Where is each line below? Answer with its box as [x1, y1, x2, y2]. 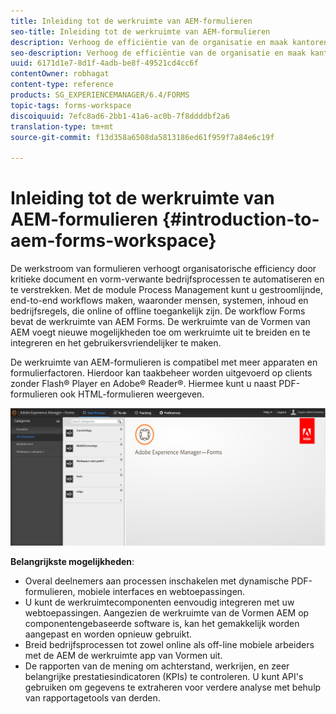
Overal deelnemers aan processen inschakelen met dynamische [24, 575, 290, 587]
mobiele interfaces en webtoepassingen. [77, 585, 246, 597]
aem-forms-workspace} [10, 230, 217, 252]
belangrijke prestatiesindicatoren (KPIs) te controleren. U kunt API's [24, 670, 304, 682]
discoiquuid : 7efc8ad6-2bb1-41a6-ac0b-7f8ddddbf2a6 [10, 111, 230, 121]
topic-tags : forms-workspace [10, 100, 132, 110]
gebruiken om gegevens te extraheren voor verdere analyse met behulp [24, 681, 322, 693]
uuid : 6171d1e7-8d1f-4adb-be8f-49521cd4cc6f [10, 58, 199, 69]
